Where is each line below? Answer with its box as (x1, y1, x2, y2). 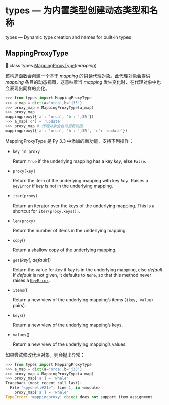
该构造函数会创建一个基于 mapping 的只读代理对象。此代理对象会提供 (5, 73, 151, 79)
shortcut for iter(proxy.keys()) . (12, 208, 81, 214)
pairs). (12, 302, 26, 308)
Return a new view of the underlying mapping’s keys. (12, 322, 123, 328)
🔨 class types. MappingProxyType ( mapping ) (5, 62, 97, 68)
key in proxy (12, 149, 40, 154)
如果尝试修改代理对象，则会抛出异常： (5, 351, 85, 358)
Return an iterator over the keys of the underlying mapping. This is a (12, 202, 155, 209)
